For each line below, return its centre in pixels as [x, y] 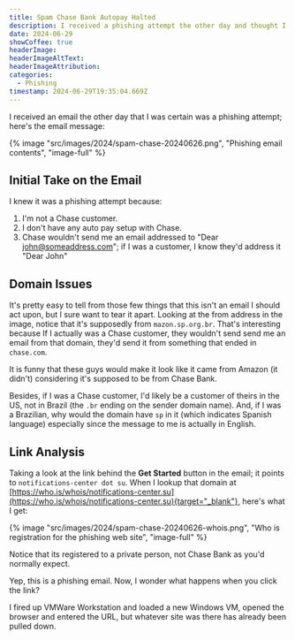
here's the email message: [57, 126]
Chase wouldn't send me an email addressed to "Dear [120, 237]
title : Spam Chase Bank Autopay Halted [83, 17]
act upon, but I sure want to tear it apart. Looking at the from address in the [146, 315]
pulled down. [33, 626]
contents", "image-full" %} [57, 152]
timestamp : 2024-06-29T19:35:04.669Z [79, 91]
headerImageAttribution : [55, 67]
